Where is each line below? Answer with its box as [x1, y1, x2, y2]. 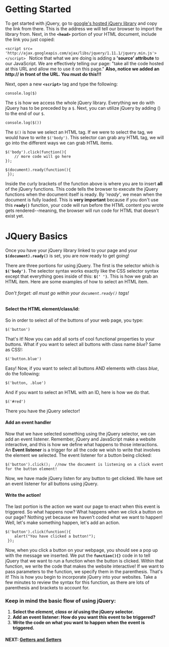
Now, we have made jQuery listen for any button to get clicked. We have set [5, 475, 163, 481]
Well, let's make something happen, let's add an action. [5, 520, 120, 526]
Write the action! [5, 492, 41, 498]
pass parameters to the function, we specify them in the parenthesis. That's [5, 569, 163, 575]
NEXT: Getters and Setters [5, 636, 62, 642]
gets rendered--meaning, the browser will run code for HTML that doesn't [5, 207, 159, 213]
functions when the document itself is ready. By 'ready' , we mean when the [5, 191, 162, 197]
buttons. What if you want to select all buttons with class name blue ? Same [5, 341, 161, 347]
